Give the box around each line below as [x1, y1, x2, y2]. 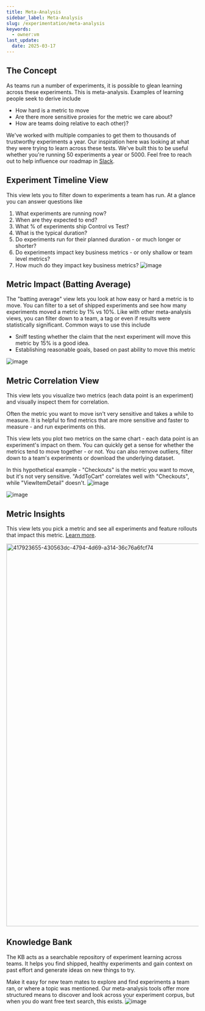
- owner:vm [12, 32, 40, 38]
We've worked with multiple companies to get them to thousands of [6, 131, 176, 139]
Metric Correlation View [6, 375, 99, 386]
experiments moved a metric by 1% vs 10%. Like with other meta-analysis [6, 308, 192, 316]
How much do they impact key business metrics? [15, 261, 139, 269]
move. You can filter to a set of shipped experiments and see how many [6, 302, 187, 309]
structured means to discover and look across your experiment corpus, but [6, 991, 195, 998]
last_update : [6, 37, 40, 43]
